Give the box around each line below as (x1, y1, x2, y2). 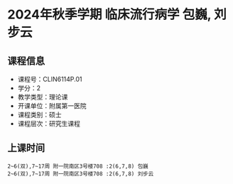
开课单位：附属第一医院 (17, 102, 87, 110)
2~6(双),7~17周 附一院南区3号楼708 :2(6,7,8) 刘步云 (7, 170, 154, 178)
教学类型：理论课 (17, 93, 68, 101)
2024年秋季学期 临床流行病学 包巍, (7, 6, 212, 23)
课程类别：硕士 (17, 111, 62, 119)
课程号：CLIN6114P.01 (17, 75, 83, 83)
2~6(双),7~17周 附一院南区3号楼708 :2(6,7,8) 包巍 (7, 163, 148, 170)
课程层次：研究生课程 (17, 119, 80, 128)
